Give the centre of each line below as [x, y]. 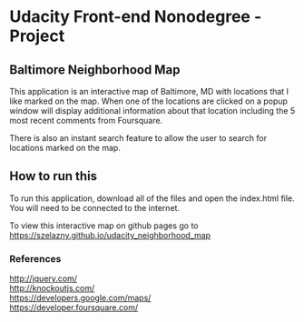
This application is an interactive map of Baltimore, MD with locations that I [149, 91]
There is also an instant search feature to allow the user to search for [138, 138]
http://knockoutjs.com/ [52, 288]
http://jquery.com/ [44, 278]
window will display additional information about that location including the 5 [152, 111]
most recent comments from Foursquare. [86, 121]
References [35, 258]
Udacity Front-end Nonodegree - [136, 17]
